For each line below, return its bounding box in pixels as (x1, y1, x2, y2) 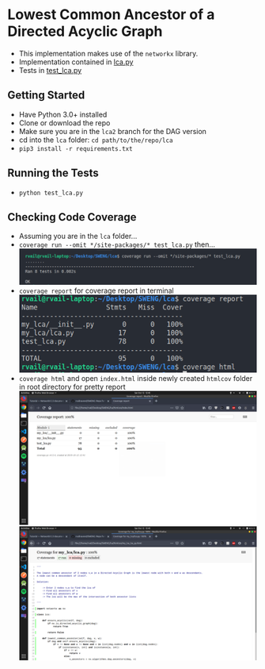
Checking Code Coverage (7, 210, 137, 224)
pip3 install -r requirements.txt (18, 144, 133, 152)
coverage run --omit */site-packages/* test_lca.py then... (18, 240, 215, 249)
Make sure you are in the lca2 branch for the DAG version (18, 126, 207, 136)
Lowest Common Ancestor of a (7, 6, 215, 24)
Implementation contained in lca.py (18, 57, 134, 67)
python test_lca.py (18, 189, 84, 197)
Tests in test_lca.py (18, 65, 82, 75)
